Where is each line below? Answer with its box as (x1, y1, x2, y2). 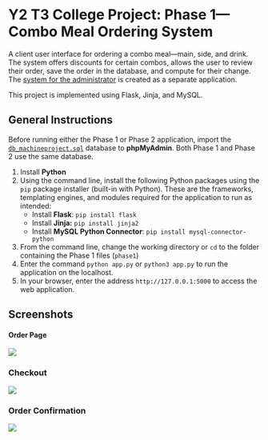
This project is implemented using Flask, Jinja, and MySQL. (8, 90, 203, 99)
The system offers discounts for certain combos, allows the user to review (8, 58, 254, 67)
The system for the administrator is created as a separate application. (8, 74, 238, 84)
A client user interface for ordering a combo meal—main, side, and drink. (8, 49, 249, 58)
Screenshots (8, 308, 74, 322)
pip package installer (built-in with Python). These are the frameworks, (19, 184, 254, 194)
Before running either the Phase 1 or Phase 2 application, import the (8, 134, 232, 144)
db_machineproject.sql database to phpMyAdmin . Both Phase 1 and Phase (8, 142, 256, 153)
